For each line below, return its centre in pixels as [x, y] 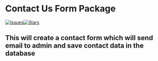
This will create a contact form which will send [79, 38]
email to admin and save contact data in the [74, 46]
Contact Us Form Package [61, 9]
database [20, 53]
